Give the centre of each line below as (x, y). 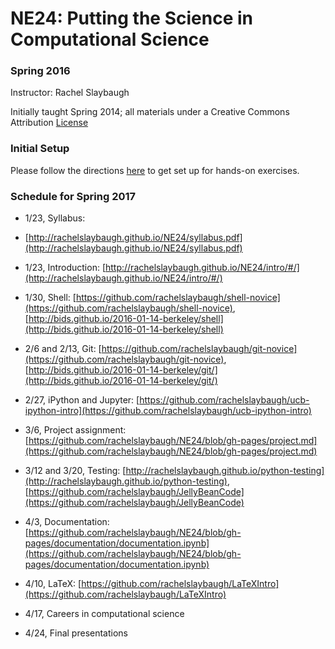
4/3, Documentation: (67, 522)
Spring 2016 (40, 71)
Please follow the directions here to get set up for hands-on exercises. (155, 170)
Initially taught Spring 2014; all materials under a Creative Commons (150, 112)
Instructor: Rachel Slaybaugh (70, 93)
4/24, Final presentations (76, 633)
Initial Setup (40, 149)
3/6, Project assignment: (75, 430)
